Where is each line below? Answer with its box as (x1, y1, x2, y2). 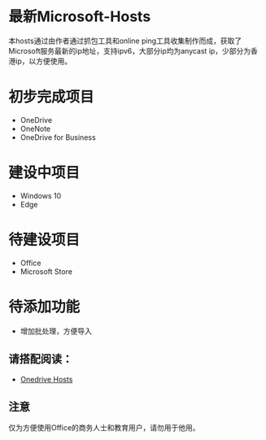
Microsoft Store (20, 266, 73, 277)
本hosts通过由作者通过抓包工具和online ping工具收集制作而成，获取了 (8, 36, 242, 46)
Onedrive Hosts (20, 374, 73, 384)
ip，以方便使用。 (15, 56, 72, 66)
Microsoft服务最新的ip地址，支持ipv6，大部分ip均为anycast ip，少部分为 (8, 46, 251, 55)
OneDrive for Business (20, 132, 96, 142)
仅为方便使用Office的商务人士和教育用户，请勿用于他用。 (8, 423, 201, 433)
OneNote (20, 124, 51, 133)
